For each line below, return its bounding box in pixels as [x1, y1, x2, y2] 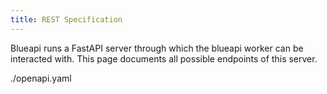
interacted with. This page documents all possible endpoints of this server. [10, 52, 318, 65]
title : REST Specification [10, 14, 123, 25]
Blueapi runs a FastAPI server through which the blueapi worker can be [10, 42, 304, 54]
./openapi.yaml [10, 72, 72, 84]
